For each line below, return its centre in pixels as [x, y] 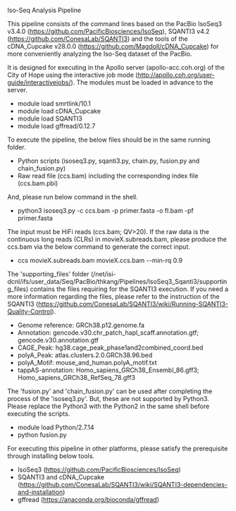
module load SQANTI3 [50, 118]
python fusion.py [42, 435]
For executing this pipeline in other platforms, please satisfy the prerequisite [118, 448]
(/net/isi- [103, 274]
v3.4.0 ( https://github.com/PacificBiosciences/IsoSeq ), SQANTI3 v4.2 [108, 31]
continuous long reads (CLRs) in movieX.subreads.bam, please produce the [117, 239]
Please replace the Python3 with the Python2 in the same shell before [108, 406]
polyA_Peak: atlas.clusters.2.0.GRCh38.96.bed [85, 355]
